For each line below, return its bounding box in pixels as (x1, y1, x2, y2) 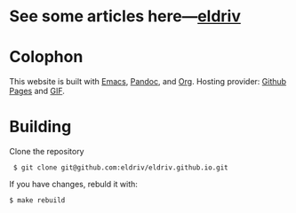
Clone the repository (9, 146, 84, 157)
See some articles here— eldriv (9, 6, 242, 27)
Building (9, 117, 72, 137)
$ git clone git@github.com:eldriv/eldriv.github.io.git (12, 163, 228, 172)
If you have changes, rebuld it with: (9, 179, 138, 190)
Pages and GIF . (9, 86, 65, 97)
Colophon (9, 47, 84, 67)
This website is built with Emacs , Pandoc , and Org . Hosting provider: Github (9, 76, 287, 87)
